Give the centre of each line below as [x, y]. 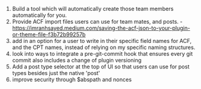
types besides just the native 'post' [56, 73]
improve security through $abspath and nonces [72, 79]
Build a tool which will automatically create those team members [93, 9]
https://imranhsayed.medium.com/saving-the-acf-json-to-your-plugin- [101, 28]
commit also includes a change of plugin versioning [77, 60]
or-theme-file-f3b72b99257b [49, 35]
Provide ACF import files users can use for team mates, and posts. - [97, 21]
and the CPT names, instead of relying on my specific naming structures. [104, 47]
